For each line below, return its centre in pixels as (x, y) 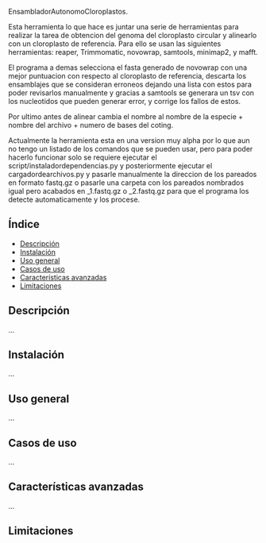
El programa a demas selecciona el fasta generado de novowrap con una (128, 67)
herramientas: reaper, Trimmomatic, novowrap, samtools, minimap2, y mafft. (133, 52)
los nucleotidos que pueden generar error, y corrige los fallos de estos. (124, 101)
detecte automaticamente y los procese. (74, 199)
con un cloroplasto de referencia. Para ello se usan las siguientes (115, 44)
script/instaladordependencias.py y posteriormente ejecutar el (110, 166)
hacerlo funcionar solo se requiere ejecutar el (83, 157)
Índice (24, 224)
